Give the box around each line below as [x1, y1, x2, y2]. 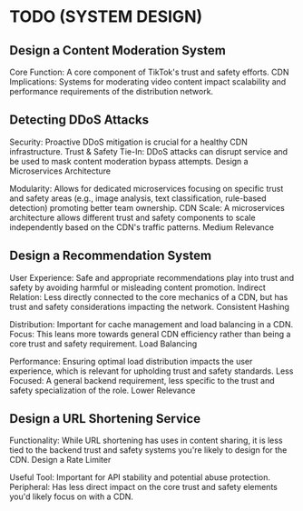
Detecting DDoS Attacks [9, 112, 150, 128]
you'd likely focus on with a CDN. [9, 491, 134, 502]
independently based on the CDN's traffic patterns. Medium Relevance [9, 221, 275, 233]
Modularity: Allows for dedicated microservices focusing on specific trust [9, 183, 284, 194]
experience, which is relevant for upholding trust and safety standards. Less [9, 366, 294, 376]
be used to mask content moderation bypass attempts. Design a [9, 155, 249, 166]
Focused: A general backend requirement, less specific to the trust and [9, 375, 275, 386]
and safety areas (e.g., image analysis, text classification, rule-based [9, 193, 267, 204]
